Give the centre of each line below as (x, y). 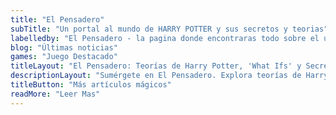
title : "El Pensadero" (57, 19)
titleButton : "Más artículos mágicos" (91, 85)
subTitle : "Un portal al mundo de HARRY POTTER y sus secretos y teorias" (169, 29)
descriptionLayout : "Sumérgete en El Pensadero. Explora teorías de (156, 76)
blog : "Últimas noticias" (64, 47)
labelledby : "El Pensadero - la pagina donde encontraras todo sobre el (165, 38)
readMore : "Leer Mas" (55, 94)
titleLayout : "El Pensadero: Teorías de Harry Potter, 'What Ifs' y (156, 66)
